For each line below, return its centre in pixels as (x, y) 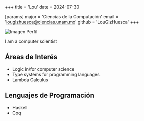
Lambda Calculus (30, 80)
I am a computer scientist (31, 41)
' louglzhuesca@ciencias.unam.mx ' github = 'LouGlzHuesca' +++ (72, 22)
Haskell (20, 107)
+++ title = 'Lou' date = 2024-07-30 (42, 7)
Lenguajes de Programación (50, 96)
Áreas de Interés (31, 57)
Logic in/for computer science (43, 69)
